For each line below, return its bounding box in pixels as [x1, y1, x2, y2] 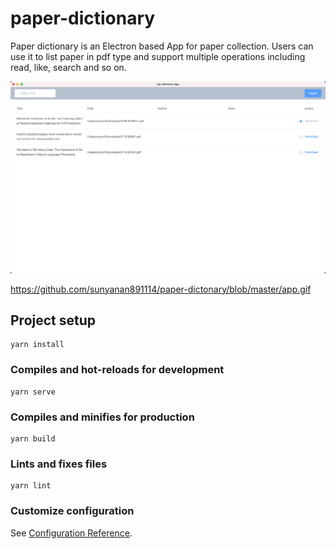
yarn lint [10, 481, 52, 491]
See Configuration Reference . [10, 527, 133, 539]
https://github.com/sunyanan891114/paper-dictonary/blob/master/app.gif [10, 283, 312, 295]
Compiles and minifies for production [10, 410, 195, 424]
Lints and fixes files [10, 457, 108, 471]
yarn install [10, 340, 65, 350]
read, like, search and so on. [10, 61, 127, 73]
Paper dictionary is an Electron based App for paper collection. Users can [10, 40, 314, 52]
